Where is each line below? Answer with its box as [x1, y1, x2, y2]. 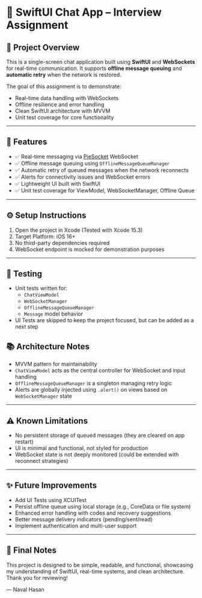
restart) [14, 438, 34, 445]
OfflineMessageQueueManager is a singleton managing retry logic [14, 380, 173, 387]
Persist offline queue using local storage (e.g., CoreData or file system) [14, 503, 191, 510]
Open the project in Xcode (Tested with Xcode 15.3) [14, 226, 143, 234]
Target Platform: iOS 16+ [14, 232, 76, 240]
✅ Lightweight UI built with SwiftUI [14, 180, 101, 187]
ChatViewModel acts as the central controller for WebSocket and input [14, 367, 186, 374]
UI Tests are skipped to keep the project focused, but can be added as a [14, 317, 194, 324]
